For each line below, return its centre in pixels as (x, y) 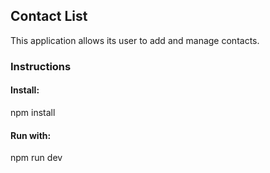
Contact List (49, 16)
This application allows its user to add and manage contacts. (135, 40)
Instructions (41, 66)
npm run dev (36, 158)
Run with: (31, 135)
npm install (33, 112)
